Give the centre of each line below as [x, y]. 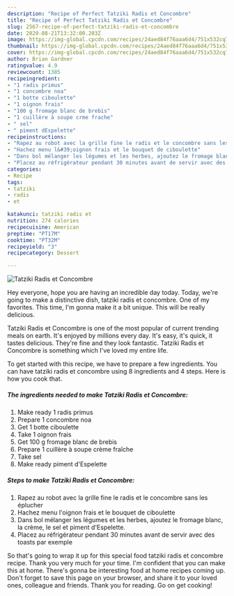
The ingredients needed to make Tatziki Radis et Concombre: [97, 395]
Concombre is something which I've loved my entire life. [88, 351]
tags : [15, 182]
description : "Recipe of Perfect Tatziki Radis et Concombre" [99, 14]
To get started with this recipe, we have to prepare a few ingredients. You [112, 364]
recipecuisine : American [43, 227]
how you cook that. [35, 379]
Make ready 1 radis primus [55, 413]
